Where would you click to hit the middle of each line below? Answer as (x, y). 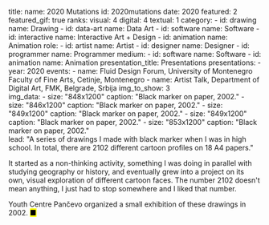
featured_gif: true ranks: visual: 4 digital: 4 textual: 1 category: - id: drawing (132, 20)
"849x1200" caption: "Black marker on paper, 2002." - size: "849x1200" (128, 114)
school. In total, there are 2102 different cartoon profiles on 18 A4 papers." (131, 148)
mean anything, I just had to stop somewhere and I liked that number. (122, 189)
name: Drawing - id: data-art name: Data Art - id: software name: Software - (134, 28)
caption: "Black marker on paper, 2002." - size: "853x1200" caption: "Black (133, 122)
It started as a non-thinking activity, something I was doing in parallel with (130, 163)
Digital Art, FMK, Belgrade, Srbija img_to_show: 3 (89, 88)
